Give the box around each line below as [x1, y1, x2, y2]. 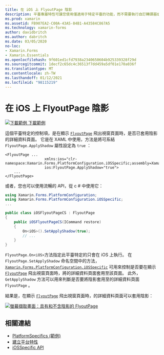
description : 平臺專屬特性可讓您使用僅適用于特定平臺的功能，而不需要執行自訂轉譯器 [5, 12, 157, 17]
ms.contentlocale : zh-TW [5, 71, 56, 76]
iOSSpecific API [12, 345, 44, 350]
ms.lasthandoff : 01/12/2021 [5, 75, 62, 80]
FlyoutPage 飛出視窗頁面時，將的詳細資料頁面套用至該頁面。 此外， [5, 270, 141, 276]
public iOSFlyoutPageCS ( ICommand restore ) [14, 219, 102, 224]
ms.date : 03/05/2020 [5, 39, 47, 44]
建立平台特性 [12, 339, 38, 345]
